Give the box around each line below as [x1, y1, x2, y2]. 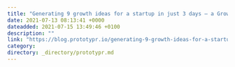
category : [7, 43, 36, 50]
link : [7, 36, 23, 43]
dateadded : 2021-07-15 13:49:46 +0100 [7, 23, 120, 30]
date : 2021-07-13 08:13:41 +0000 [7, 17, 105, 24]
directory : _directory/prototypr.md [7, 50, 114, 57]
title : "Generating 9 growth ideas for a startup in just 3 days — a [7, 10, 215, 17]
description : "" [7, 29, 55, 37]
